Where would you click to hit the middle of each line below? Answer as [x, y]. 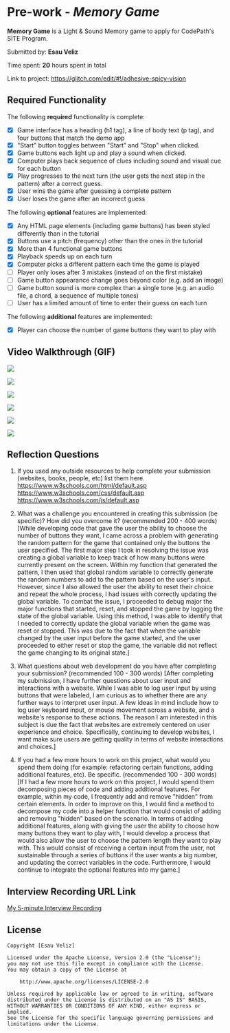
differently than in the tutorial [58, 234]
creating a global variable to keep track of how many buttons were [111, 558]
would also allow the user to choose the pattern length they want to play [119, 841]
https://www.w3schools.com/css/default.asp [81, 493]
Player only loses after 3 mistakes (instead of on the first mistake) [110, 272]
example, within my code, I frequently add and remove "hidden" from [115, 797]
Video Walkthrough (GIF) [61, 352]
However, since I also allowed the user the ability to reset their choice [115, 587]
